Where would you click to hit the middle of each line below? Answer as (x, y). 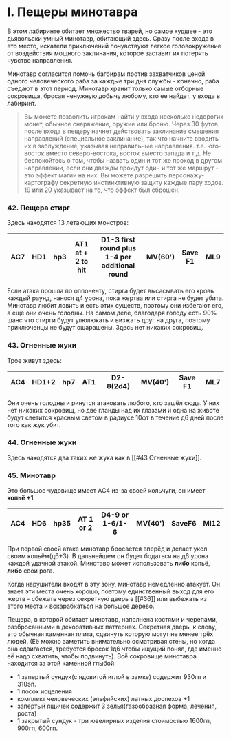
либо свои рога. (31, 571)
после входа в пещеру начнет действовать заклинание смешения (121, 131)
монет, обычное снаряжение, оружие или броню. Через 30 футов (121, 124)
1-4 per (118, 257)
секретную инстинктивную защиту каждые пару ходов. (142, 182)
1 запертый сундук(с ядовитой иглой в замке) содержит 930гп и (112, 677)
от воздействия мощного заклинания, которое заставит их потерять (108, 53)
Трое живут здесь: (34, 360)
